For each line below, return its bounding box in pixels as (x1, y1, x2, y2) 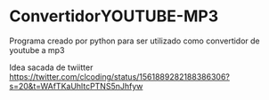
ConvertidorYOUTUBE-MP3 (9, 6, 219, 27)
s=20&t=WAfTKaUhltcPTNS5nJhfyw (9, 81, 143, 91)
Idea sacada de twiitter (9, 62, 94, 73)
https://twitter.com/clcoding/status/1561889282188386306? (9, 71, 230, 81)
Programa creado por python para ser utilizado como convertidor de (9, 35, 260, 46)
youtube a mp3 (9, 44, 65, 55)
